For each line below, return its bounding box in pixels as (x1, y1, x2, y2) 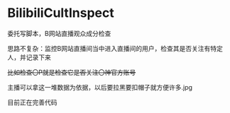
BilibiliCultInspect (7, 5, 115, 21)
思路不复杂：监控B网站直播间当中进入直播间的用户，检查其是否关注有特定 (7, 44, 224, 52)
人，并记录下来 (7, 53, 51, 61)
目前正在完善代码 (7, 97, 57, 107)
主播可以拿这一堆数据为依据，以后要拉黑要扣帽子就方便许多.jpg (7, 83, 193, 91)
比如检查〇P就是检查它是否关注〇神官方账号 (7, 68, 136, 76)
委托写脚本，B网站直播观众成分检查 (7, 29, 111, 37)
